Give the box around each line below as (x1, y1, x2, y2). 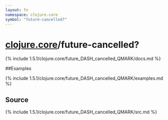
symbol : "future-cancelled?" (5, 17, 67, 22)
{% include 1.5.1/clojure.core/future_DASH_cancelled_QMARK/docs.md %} (5, 55, 161, 62)
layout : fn (5, 7, 29, 13)
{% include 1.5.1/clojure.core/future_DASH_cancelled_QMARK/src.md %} (5, 109, 157, 115)
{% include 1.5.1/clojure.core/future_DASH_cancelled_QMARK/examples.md (5, 75, 163, 81)
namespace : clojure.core (5, 12, 58, 17)
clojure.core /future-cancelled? (5, 39, 139, 50)
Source (5, 95, 29, 104)
